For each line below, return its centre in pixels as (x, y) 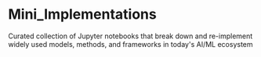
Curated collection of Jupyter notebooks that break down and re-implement (130, 36)
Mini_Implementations (82, 14)
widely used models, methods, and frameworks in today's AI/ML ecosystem (130, 44)
